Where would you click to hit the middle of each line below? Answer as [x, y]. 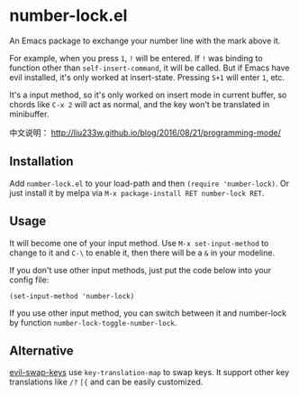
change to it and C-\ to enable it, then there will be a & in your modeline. [142, 253]
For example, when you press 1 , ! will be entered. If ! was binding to [136, 58]
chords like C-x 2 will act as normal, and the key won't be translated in [140, 104]
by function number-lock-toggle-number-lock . [93, 322]
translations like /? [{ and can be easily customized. [106, 382]
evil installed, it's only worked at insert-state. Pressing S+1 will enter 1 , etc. [147, 77]
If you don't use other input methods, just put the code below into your [140, 270]
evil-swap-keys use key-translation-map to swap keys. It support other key [149, 373]
